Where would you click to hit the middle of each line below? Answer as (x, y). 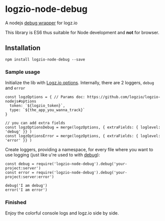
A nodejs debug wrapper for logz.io (41, 23)
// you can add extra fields (35, 123)
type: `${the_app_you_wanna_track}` (47, 110)
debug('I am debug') (27, 186)
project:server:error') (30, 177)
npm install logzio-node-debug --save (45, 59)
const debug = (20, 164)
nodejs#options (21, 102)
